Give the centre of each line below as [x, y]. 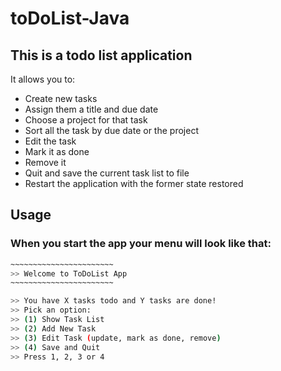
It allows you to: [43, 79]
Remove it [45, 162]
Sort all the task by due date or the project [111, 130]
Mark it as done [57, 151]
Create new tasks [61, 98]
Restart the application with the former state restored [134, 183]
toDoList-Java [70, 18]
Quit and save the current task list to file [107, 173]
